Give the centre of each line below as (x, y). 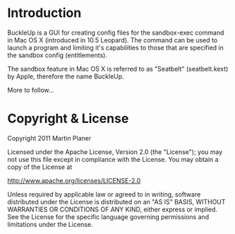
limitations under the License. (50, 224)
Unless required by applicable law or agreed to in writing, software (104, 194)
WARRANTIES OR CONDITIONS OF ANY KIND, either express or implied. (112, 209)
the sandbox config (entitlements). (58, 55)
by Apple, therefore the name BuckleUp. (66, 76)
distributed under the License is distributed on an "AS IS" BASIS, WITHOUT (116, 201)
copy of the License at (40, 167)
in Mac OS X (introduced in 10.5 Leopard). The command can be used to (113, 40)
